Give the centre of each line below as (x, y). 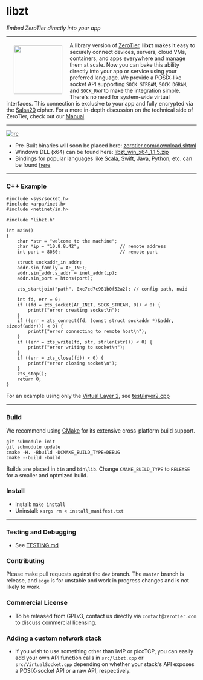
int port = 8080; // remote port (88, 252)
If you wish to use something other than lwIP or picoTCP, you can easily (104, 651)
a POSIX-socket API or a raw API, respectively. (73, 671)
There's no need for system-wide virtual (120, 97)
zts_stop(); (32, 374)
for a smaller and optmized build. (47, 475)
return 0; (30, 379)
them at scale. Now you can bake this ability (124, 64)
